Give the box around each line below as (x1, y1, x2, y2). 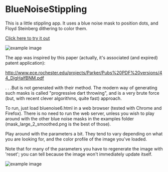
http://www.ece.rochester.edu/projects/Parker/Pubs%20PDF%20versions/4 (5, 69, 162, 76)
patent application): (5, 60, 46, 66)
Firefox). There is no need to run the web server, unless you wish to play (5, 110, 154, 116)
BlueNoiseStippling (5, 4, 87, 15)
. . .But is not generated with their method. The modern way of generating (5, 84, 157, 91)
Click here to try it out (5, 35, 50, 41)
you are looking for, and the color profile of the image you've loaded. (5, 136, 147, 142)
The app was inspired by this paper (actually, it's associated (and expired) (5, 54, 158, 61)
